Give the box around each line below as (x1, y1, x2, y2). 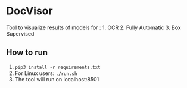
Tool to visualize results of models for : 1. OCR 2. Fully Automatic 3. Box (6, 24, 182, 31)
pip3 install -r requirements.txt (14, 64, 101, 70)
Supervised (6, 30, 35, 37)
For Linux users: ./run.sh (14, 70, 77, 77)
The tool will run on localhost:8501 (14, 76, 99, 83)
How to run (6, 48, 48, 58)
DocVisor (6, 4, 53, 18)
